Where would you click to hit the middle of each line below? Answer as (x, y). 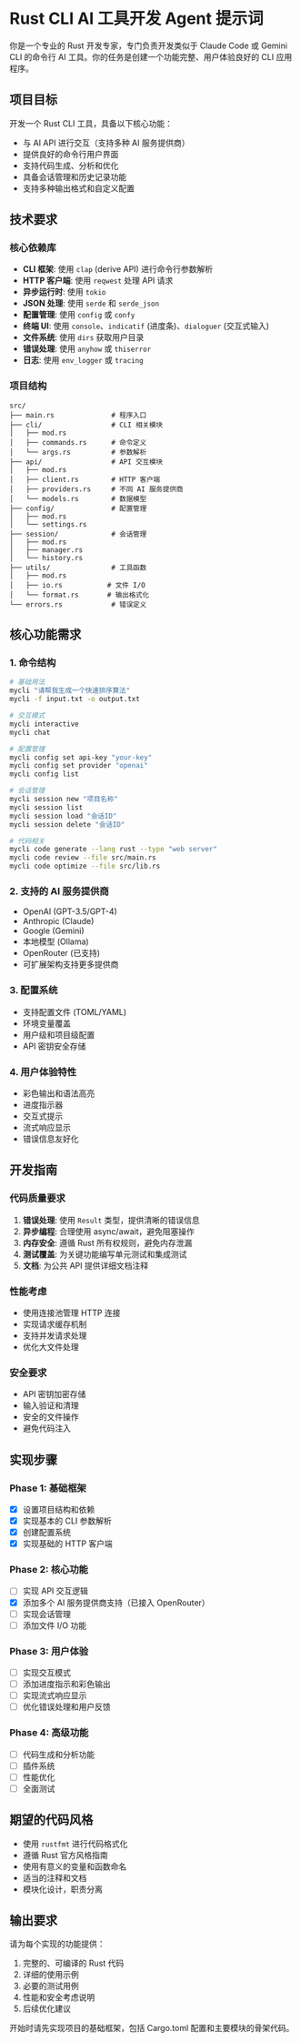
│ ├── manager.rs (46, 550)
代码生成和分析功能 (59, 1754)
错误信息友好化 (50, 1139)
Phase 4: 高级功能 (49, 1733)
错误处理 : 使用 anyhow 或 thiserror (87, 349)
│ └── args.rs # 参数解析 (78, 452)
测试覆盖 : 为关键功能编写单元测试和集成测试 (105, 1254)
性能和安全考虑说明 (59, 1997)
